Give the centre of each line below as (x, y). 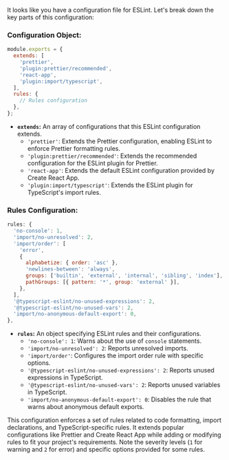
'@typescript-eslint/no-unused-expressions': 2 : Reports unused (121, 370)
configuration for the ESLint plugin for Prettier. (92, 163)
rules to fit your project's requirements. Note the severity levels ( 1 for (105, 442)
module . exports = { (35, 50)
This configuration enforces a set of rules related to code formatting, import (115, 420)
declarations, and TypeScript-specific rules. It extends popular (96, 428)
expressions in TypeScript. (65, 377)
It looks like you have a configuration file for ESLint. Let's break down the (111, 10)
